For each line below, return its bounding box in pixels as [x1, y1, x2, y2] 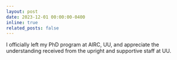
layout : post [6, 8, 38, 15]
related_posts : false [6, 25, 59, 31]
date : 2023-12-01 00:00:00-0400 [6, 14, 85, 20]
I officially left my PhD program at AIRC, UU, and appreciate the [6, 41, 160, 48]
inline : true [6, 19, 38, 25]
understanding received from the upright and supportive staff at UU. [6, 48, 172, 55]
